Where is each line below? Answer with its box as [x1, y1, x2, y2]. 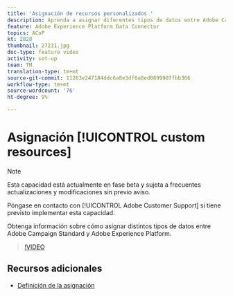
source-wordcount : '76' [7, 87, 76, 94]
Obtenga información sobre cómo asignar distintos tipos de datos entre [7, 222, 212, 230]
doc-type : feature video [7, 49, 79, 56]
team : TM [7, 62, 33, 68]
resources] [7, 145, 71, 160]
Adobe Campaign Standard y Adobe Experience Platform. [7, 229, 172, 237]
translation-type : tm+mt [7, 68, 79, 75]
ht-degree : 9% [7, 94, 49, 101]
